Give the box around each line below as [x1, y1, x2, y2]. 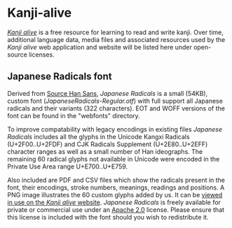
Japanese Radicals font [7, 71, 112, 83]
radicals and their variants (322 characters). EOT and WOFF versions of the [7, 104, 226, 113]
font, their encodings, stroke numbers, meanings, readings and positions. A [7, 183, 225, 192]
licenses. [29, 50, 55, 59]
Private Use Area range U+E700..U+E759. [7, 162, 128, 171]
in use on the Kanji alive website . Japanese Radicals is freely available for [7, 198, 221, 206]
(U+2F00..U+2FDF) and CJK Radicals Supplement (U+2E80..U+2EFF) [7, 140, 208, 148]
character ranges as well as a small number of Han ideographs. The [7, 147, 203, 155]
